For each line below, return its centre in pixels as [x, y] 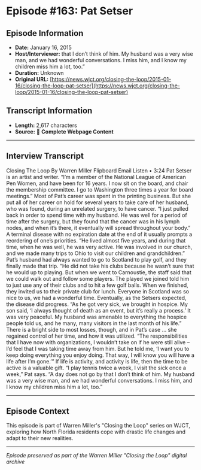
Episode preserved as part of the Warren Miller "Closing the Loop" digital [97, 456]
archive [16, 462]
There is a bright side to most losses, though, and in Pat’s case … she [92, 329]
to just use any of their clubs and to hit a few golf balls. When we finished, [97, 285]
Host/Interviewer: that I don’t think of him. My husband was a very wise [104, 54]
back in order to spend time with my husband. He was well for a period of [97, 215]
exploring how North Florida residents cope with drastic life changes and [96, 432]
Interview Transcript [45, 156]
